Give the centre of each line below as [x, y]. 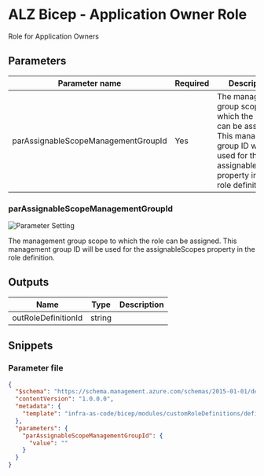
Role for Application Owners [54, 36]
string [101, 318]
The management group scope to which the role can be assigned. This [123, 241]
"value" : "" [48, 443]
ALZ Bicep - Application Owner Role [128, 15]
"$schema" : [33, 392]
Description [141, 304]
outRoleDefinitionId [48, 318]
